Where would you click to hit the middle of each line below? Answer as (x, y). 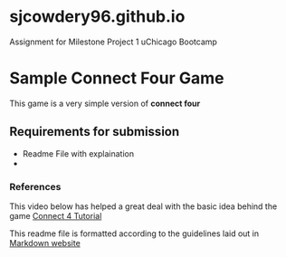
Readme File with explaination (78, 153)
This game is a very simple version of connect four (105, 103)
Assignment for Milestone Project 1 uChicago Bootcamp (113, 42)
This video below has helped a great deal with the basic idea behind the (143, 206)
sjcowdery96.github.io (97, 17)
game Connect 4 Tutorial (56, 215)
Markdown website (45, 243)
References (35, 186)
